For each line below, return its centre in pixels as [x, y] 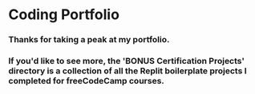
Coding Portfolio [64, 15]
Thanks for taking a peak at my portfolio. [89, 40]
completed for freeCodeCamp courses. [86, 81]
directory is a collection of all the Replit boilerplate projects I [127, 71]
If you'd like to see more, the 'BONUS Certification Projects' [126, 61]
